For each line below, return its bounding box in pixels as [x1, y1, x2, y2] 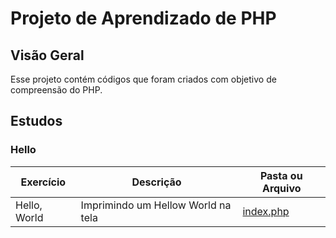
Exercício [20, 175, 67, 189]
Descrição [131, 175, 182, 189]
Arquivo [261, 181, 302, 195]
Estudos [10, 113, 63, 130]
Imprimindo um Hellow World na [80, 198, 232, 212]
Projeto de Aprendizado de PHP [10, 7, 277, 30]
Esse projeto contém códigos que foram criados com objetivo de [10, 73, 277, 85]
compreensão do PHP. [10, 84, 103, 96]
